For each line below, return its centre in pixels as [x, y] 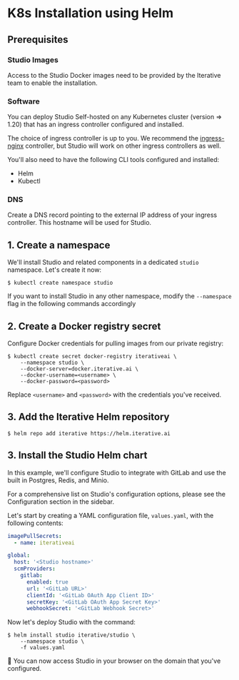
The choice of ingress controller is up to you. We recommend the [103, 138]
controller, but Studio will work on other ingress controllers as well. [123, 146]
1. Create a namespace [59, 245]
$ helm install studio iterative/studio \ [71, 635]
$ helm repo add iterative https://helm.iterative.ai [89, 433]
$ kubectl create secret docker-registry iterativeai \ [92, 357]
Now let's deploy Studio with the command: [71, 622]
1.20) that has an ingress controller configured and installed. [96, 125]
